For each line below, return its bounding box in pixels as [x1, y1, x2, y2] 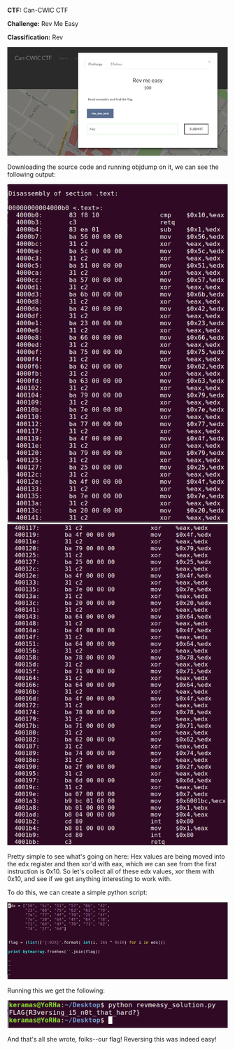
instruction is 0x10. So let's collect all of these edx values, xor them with [7, 867, 215, 875]
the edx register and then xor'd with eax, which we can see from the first [7, 859, 217, 868]
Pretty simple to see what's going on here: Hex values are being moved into [7, 852, 225, 861]
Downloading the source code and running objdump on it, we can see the [7, 163, 219, 171]
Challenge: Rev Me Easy [7, 20, 79, 27]
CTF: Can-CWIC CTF [7, 6, 69, 14]
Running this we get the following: [7, 986, 105, 995]
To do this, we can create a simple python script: [7, 888, 148, 896]
